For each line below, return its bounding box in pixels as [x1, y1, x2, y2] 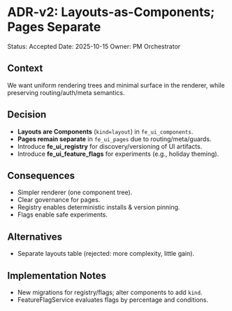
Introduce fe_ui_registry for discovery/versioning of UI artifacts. [17, 142, 203, 150]
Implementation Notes [7, 270, 107, 282]
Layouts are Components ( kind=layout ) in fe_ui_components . [17, 127, 194, 136]
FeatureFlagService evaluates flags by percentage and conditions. [17, 296, 209, 304]
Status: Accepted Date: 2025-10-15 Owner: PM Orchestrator [7, 42, 181, 50]
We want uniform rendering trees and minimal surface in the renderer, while [7, 81, 225, 89]
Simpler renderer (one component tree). [17, 188, 133, 196]
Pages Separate [7, 19, 101, 35]
